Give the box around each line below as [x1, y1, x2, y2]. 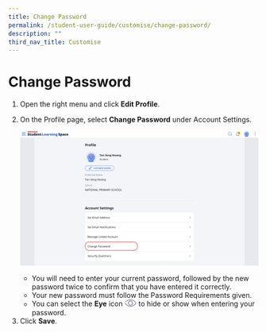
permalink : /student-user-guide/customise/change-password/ [8, 21, 212, 29]
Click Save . [19, 316, 58, 326]
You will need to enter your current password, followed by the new [31, 274, 249, 284]
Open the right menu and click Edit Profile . [19, 99, 160, 109]
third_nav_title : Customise [8, 38, 102, 46]
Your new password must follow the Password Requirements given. [31, 291, 253, 300]
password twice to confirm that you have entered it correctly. [31, 282, 232, 291]
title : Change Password [8, 13, 87, 21]
